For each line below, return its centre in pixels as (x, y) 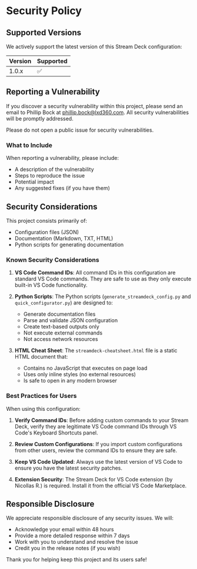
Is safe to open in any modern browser (70, 381)
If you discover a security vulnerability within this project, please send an (95, 106)
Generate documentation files (59, 314)
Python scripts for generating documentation (69, 245)
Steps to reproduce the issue (50, 176)
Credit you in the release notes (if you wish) (67, 548)
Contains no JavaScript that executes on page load (85, 368)
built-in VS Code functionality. (51, 285)
